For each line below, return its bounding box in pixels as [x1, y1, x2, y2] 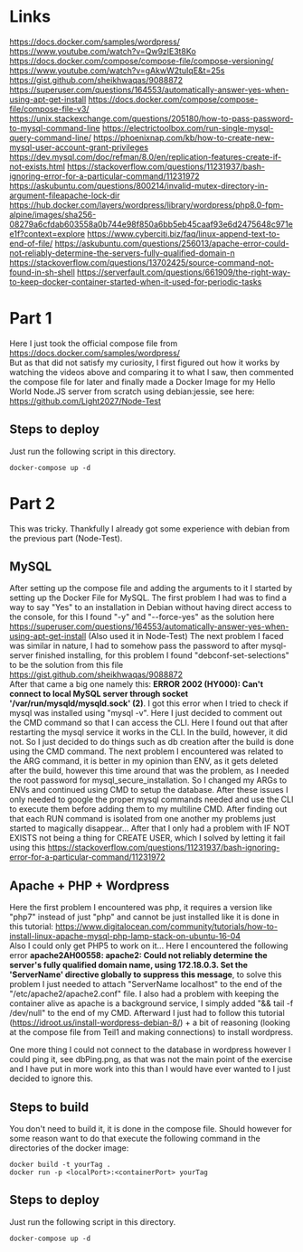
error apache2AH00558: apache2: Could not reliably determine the [9, 950, 268, 961]
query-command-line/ [9, 132, 92, 143]
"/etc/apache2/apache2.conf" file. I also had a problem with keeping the [9, 988, 279, 1000]
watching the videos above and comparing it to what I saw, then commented [9, 366, 294, 377]
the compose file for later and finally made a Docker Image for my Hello [9, 376, 276, 387]
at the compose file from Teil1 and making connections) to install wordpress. [9, 1027, 294, 1038]
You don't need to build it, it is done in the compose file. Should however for [9, 1124, 292, 1134]
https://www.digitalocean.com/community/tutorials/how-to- [55, 921, 279, 932]
